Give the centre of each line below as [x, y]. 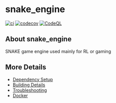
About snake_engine [38, 39]
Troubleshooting [30, 90]
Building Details [29, 85]
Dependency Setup [33, 79]
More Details [26, 67]
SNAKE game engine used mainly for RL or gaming [58, 51]
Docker [20, 95]
